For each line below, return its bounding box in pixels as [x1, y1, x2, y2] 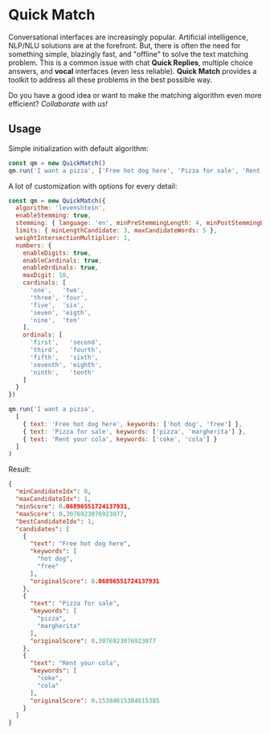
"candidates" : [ [15, 524, 70, 533]
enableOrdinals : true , [22, 263, 99, 272]
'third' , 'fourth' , [29, 346, 103, 354]
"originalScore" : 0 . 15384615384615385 [29, 696, 160, 704]
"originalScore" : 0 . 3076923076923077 [29, 637, 157, 645]
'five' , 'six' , [29, 301, 84, 309]
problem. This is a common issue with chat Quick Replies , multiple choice [8, 58, 253, 67]
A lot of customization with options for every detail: [8, 181, 178, 190]
